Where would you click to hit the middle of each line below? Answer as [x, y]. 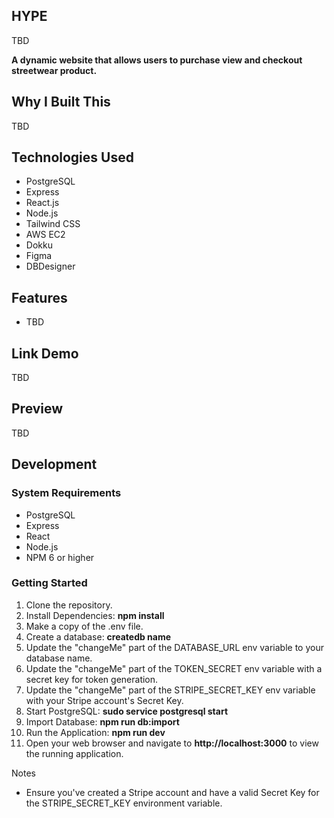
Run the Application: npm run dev [95, 732]
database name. [59, 658]
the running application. [74, 753]
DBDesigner [50, 266]
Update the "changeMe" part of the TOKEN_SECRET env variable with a [174, 668]
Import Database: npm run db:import [102, 721]
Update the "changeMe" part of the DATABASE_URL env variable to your [174, 647]
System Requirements [66, 493]
